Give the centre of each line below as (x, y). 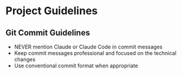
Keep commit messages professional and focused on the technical (95, 53)
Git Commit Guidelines (48, 33)
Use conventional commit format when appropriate (76, 66)
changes (25, 59)
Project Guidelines (52, 11)
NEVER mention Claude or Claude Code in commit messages (88, 47)
